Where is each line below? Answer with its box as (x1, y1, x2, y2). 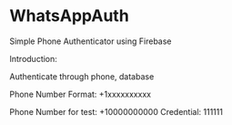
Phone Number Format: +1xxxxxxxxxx (9, 89, 152, 99)
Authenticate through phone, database (9, 70, 155, 82)
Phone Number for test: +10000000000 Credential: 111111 (9, 106, 223, 117)
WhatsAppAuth (9, 5, 129, 26)
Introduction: (9, 53, 57, 64)
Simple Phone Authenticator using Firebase (9, 36, 172, 47)
